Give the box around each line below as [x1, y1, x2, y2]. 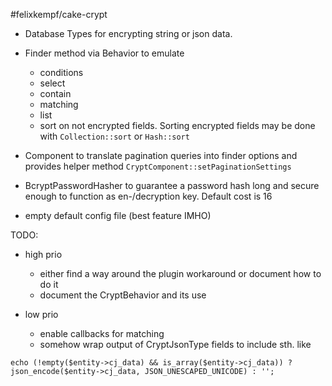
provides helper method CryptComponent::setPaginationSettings [24, 160, 292, 172]
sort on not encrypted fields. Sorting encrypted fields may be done [39, 120, 316, 131]
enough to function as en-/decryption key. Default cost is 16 [24, 190, 273, 202]
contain [39, 88, 72, 99]
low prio [24, 309, 59, 320]
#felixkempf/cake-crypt [10, 9, 108, 20]
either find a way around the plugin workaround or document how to [39, 268, 322, 279]
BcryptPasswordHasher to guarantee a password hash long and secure [24, 180, 320, 191]
